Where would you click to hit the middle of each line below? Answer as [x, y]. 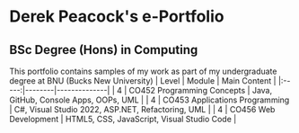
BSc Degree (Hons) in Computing [104, 50]
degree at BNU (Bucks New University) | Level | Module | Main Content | [143, 81]
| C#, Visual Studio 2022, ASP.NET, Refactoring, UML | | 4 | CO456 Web [142, 109]
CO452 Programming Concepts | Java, [200, 90]
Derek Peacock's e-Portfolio [117, 17]
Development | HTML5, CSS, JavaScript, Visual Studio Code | [123, 119]
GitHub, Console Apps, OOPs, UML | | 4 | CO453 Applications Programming [149, 100]
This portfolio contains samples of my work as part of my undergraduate [143, 71]
